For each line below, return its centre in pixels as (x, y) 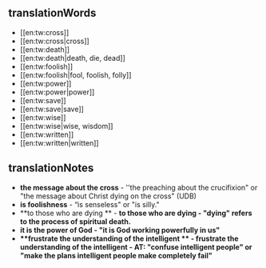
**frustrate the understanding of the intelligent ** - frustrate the (129, 238)
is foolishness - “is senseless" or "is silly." (89, 204)
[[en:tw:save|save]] (52, 109)
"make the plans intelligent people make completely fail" (116, 255)
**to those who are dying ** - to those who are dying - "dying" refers (136, 213)
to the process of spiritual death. (75, 221)
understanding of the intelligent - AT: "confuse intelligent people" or (136, 246)
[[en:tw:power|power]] (57, 92)
